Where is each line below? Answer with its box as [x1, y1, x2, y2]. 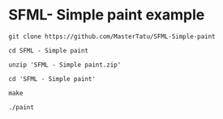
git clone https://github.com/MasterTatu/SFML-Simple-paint [8, 32, 217, 40]
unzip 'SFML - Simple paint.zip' [8, 61, 122, 69]
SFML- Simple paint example [8, 6, 205, 24]
